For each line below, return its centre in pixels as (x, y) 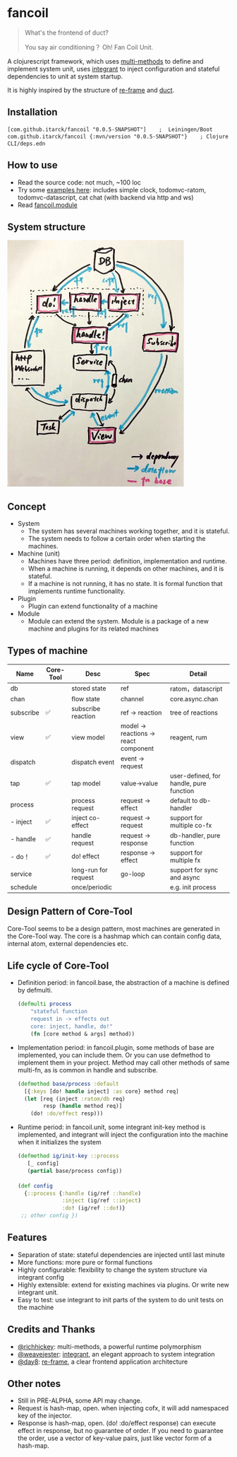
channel (132, 698)
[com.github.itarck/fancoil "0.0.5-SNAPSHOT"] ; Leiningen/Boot (110, 129)
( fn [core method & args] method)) (83, 1034)
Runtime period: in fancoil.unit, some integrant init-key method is (111, 1127)
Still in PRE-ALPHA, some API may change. (80, 1400)
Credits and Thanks (51, 1329)
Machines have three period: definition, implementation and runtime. (127, 561)
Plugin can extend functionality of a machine (93, 606)
